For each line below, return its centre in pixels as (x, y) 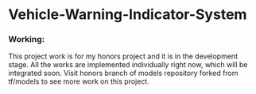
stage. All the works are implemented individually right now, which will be (128, 65)
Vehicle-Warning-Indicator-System (128, 15)
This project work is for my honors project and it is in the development (123, 56)
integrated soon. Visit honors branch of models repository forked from (123, 73)
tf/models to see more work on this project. (79, 81)
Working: (27, 39)
